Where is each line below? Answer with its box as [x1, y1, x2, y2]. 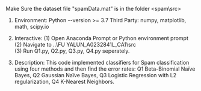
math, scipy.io [14, 23, 49, 30]
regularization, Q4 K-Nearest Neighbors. [14, 78, 115, 85]
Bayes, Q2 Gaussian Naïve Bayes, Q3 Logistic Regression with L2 [14, 72, 177, 78]
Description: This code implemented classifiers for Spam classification [14, 59, 190, 66]
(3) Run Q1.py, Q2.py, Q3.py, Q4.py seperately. [14, 47, 130, 54]
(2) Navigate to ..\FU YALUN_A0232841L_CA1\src [14, 41, 137, 48]
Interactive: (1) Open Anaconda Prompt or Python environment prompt [14, 35, 189, 41]
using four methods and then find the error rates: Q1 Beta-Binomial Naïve [14, 65, 196, 72]
